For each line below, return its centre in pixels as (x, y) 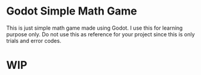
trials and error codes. (34, 41)
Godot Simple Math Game (72, 11)
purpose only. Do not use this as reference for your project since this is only (101, 34)
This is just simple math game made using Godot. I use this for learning (94, 28)
